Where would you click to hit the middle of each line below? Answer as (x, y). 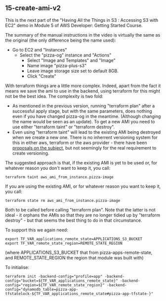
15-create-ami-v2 (33, 8)
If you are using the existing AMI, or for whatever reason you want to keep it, (83, 186)
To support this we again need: (37, 230)
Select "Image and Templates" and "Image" (71, 60)
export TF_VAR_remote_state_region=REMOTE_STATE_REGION (64, 243)
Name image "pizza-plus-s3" (57, 65)
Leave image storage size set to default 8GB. (73, 71)
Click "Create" (41, 76)
